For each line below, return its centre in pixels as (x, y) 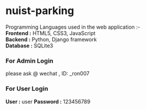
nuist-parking (40, 11)
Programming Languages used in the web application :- (73, 27)
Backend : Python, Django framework (51, 39)
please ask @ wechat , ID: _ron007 (47, 74)
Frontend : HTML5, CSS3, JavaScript (51, 33)
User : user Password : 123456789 (48, 101)
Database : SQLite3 (29, 46)
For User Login (27, 89)
